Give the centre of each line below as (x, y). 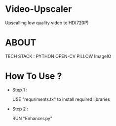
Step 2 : (20, 109)
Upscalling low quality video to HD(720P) (47, 23)
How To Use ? (34, 76)
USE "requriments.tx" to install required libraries (61, 99)
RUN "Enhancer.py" (32, 118)
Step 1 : (20, 90)
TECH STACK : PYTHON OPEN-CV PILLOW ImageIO (58, 56)
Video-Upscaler (39, 9)
